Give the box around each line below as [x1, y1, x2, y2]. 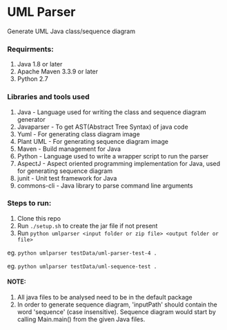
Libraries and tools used [7, 92, 90, 102]
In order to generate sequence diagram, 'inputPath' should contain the [17, 300, 217, 309]
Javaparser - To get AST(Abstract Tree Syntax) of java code [17, 122, 188, 131]
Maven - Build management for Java [17, 145, 121, 153]
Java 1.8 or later [17, 60, 63, 68]
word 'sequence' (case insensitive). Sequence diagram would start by [17, 308, 216, 316]
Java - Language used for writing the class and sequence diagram [17, 108, 206, 116]
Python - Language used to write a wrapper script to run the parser [17, 152, 209, 160]
